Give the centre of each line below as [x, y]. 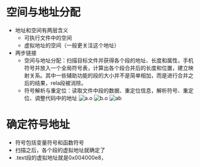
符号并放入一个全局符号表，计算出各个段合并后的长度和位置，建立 [106, 68]
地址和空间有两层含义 [41, 30]
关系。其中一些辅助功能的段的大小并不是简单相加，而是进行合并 [109, 75]
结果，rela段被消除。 [61, 83]
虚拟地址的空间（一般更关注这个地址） [72, 45]
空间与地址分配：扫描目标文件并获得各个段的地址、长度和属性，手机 [109, 60]
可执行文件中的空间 [48, 37]
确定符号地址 [38, 125]
